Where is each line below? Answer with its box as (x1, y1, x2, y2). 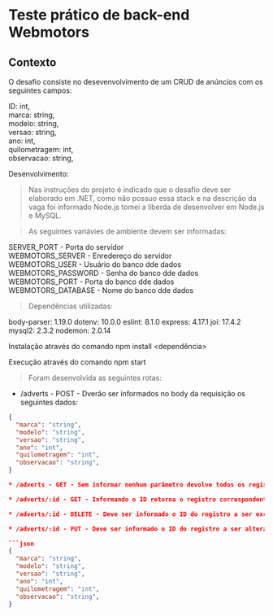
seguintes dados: (19, 397, 79, 407)
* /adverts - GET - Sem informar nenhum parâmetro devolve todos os (8, 481, 245, 489)
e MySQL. (28, 211, 63, 221)
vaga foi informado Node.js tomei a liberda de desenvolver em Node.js (28, 202, 265, 212)
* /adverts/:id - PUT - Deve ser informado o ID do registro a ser (8, 525, 242, 533)
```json (8, 540, 35, 548)
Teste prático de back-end (8, 6, 190, 24)
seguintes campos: (8, 85, 72, 95)
